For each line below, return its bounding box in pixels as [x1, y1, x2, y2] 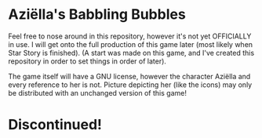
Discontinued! [8, 116, 103, 134]
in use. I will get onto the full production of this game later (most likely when [8, 39, 253, 49]
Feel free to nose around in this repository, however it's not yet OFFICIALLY [8, 31, 252, 41]
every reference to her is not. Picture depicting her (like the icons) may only [8, 80, 253, 89]
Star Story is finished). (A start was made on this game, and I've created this [8, 48, 255, 57]
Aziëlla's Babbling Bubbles [8, 5, 186, 24]
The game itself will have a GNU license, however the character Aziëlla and [8, 71, 251, 81]
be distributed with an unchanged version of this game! [8, 88, 187, 97]
